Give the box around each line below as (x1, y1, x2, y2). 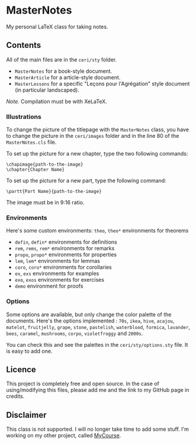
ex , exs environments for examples (14, 270, 99, 277)
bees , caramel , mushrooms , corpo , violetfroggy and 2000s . (6, 330, 143, 337)
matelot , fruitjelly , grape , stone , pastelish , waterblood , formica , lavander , (6, 323, 191, 330)
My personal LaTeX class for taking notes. (6, 23, 108, 30)
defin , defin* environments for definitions (14, 238, 117, 246)
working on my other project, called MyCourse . (6, 432, 121, 439)
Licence (6, 365, 37, 375)
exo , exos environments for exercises (14, 276, 105, 283)
